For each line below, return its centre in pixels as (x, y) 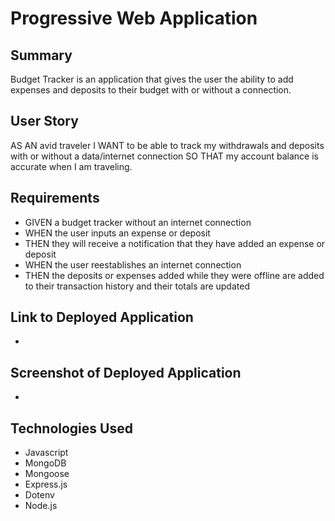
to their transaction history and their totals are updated (137, 286)
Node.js (41, 506)
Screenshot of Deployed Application (126, 372)
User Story (44, 121)
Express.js (46, 484)
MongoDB (45, 463)
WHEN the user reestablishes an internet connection (133, 264)
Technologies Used (71, 428)
